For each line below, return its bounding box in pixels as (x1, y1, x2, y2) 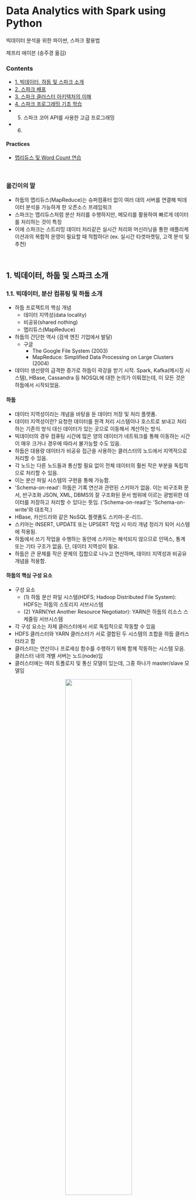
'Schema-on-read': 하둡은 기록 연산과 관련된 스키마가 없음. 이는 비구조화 (14, 484, 183, 491)
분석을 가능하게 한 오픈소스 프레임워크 (25, 203, 113, 210)
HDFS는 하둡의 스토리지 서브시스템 (23, 601, 104, 608)
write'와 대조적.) (14, 506, 53, 513)
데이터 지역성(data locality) (23, 312, 87, 319)
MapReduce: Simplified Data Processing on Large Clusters (32, 354, 174, 361)
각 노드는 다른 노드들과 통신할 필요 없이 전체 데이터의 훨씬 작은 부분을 (14, 461, 173, 469)
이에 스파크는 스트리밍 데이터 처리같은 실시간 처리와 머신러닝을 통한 (14, 225, 168, 233)
